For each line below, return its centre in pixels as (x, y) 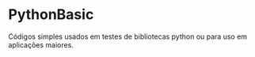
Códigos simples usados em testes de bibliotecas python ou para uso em (128, 36)
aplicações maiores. (41, 44)
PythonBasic (51, 15)
